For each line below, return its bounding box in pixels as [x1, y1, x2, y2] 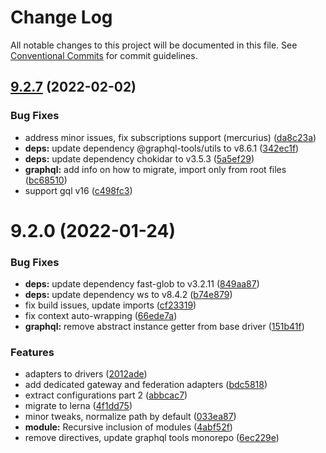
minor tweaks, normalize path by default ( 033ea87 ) [24, 411, 237, 423]
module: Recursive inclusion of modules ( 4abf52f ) [24, 421, 233, 433]
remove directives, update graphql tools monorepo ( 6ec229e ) [24, 432, 280, 444]
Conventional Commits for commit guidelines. [10, 49, 198, 61]
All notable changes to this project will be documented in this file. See [10, 39, 298, 51]
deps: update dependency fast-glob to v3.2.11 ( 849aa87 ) [24, 278, 260, 290]
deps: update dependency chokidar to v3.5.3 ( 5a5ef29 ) [24, 152, 255, 165]
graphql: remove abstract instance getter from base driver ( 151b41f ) [24, 321, 305, 333]
